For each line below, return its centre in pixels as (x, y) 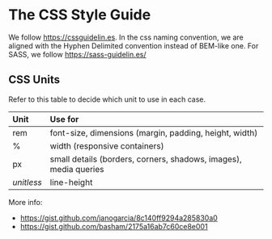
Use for (64, 119)
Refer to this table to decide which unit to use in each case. (107, 99)
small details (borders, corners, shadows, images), (146, 159)
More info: (25, 202)
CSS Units (34, 80)
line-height (71, 182)
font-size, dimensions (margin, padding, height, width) (154, 132)
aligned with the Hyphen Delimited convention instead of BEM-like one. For (134, 45)
